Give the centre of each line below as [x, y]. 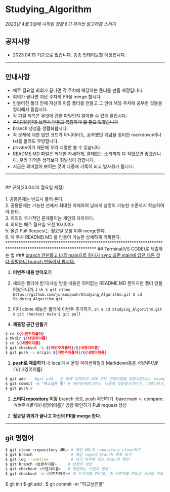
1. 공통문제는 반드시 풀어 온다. [35, 199]
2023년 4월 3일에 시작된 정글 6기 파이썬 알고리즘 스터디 [61, 24]
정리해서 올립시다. [30, 109]
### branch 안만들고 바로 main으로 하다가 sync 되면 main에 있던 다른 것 [88, 255]
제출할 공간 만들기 [30, 324]
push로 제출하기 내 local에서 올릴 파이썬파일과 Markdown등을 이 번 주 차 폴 [85, 363]
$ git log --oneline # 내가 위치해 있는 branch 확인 [68, 460]
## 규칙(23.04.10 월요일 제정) [35, 187]
